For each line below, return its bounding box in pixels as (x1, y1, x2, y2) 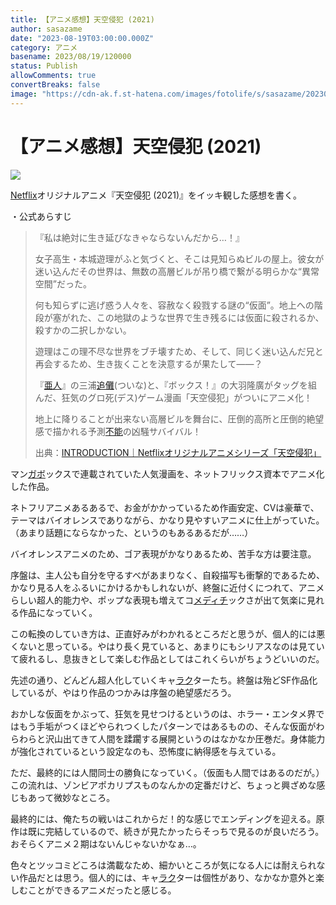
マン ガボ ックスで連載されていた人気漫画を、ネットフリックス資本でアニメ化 (10, 467, 325, 480)
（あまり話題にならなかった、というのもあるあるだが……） (10, 526, 254, 538)
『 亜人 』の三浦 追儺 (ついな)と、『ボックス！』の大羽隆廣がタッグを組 (34, 379, 318, 391)
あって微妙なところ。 (27, 791, 116, 803)
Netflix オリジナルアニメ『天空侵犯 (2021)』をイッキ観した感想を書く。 (10, 189, 303, 201)
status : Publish (10, 61, 78, 71)
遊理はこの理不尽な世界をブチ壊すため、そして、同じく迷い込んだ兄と (34, 345, 324, 357)
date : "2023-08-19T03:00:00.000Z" (10, 33, 155, 43)
